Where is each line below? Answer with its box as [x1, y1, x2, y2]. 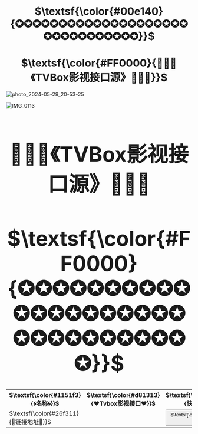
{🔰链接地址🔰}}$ [9, 418, 52, 426]
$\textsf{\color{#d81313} [86, 391, 160, 399]
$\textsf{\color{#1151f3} [9, 391, 81, 399]
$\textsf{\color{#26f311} [9, 409, 79, 418]
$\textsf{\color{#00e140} [34, 5, 164, 18]
